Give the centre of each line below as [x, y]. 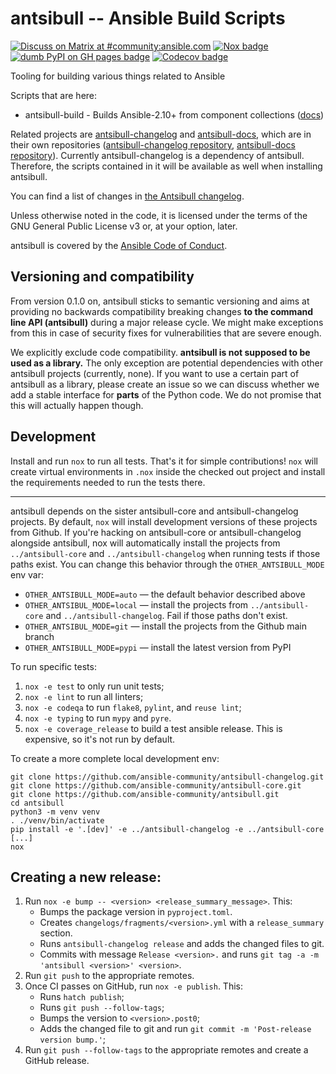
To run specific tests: [53, 666]
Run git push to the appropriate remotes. [109, 976]
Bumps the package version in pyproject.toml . [136, 912]
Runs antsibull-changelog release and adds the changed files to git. [182, 944]
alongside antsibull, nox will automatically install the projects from [145, 543]
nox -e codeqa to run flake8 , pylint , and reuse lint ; [133, 707]
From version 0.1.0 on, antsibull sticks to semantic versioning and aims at [160, 301]
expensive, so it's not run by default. [100, 739]
